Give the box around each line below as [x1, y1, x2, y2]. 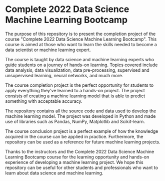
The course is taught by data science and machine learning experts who [5, 56, 154, 62]
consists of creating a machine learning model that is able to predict [5, 93, 145, 99]
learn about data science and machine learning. [5, 169, 103, 176]
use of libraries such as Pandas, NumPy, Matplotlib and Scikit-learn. [5, 118, 145, 124]
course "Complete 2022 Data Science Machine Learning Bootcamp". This [5, 36, 157, 42]
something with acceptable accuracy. [5, 98, 82, 104]
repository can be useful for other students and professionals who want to [5, 164, 158, 170]
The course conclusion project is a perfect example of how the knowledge [5, 128, 158, 134]
